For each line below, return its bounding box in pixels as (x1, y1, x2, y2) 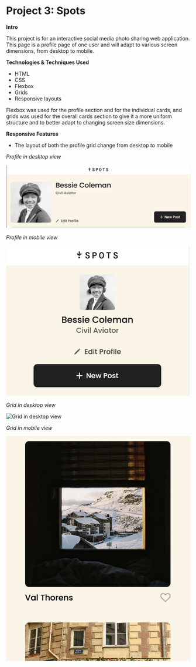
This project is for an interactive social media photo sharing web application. (6, 35, 190, 42)
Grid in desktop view (6, 402, 56, 409)
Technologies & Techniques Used (6, 59, 90, 66)
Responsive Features (6, 130, 59, 137)
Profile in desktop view (6, 153, 61, 160)
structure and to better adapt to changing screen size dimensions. (6, 119, 166, 126)
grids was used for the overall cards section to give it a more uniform (6, 113, 173, 120)
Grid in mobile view (6, 425, 53, 432)
